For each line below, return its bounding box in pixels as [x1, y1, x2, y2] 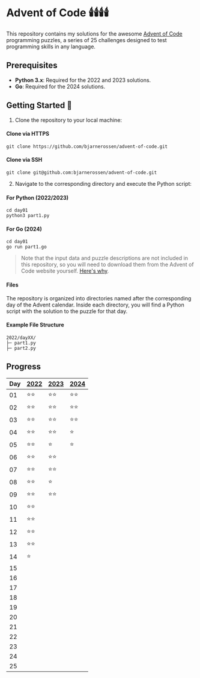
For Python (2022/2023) [6, 194, 69, 201]
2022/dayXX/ [6, 334, 36, 341]
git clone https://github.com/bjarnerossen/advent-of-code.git [6, 144, 168, 150]
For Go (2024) [6, 225, 42, 232]
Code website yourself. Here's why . [20, 267, 109, 274]
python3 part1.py [6, 213, 50, 219]
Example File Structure [6, 322, 64, 329]
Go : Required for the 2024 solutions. [14, 83, 106, 90]
